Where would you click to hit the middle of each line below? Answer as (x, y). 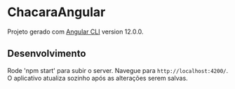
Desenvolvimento (47, 54)
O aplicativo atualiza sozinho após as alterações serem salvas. (98, 78)
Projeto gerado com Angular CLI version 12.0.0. (75, 32)
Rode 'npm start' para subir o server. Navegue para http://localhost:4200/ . (118, 70)
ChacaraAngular (56, 12)
